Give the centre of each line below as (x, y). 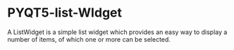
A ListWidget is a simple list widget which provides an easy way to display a (117, 32)
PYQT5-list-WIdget (64, 13)
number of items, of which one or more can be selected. (89, 39)
